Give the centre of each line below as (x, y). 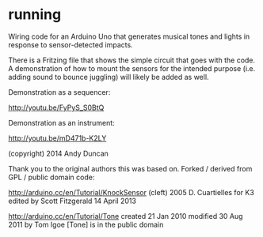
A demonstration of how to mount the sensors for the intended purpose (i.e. (132, 68)
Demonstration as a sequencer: (59, 92)
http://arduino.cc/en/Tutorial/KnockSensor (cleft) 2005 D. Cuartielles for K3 (131, 192)
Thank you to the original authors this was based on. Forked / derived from (130, 168)
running (35, 15)
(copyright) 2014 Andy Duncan (59, 153)
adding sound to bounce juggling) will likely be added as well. (109, 77)
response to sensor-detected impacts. (71, 44)
